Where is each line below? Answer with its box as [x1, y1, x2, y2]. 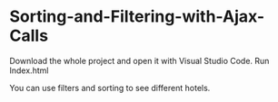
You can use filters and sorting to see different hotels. [9, 82, 211, 93]
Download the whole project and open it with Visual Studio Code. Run [9, 55, 270, 66]
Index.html [9, 65, 49, 76]
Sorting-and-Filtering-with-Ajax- [9, 6, 265, 27]
